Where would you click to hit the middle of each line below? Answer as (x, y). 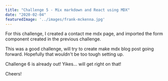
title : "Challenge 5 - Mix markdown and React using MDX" (68, 10)
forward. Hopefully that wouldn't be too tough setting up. (65, 54)
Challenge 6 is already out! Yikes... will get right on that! (63, 64)
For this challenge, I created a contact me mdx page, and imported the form (84, 34)
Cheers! (13, 74)
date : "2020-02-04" (26, 15)
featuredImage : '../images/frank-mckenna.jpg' (55, 19)
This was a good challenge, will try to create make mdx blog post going (80, 49)
